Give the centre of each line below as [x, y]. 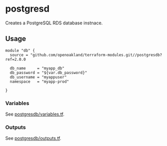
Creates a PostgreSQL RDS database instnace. [54, 23]
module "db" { [20, 50]
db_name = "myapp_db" [37, 68]
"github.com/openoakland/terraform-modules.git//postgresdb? [96, 55]
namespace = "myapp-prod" [40, 82]
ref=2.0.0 [16, 59]
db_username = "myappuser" [38, 77]
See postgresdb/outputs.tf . [34, 138]
